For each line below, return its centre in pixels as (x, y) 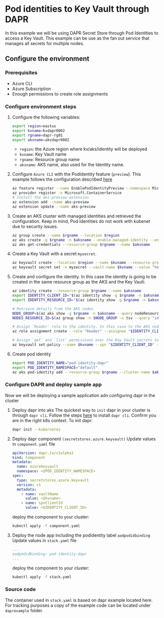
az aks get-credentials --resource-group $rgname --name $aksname (81, 244)
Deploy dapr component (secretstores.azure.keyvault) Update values (84, 439)
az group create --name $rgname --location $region (66, 235)
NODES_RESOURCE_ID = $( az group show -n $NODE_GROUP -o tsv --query (81, 318)
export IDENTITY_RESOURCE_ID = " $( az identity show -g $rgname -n (79, 300)
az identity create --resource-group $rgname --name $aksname (77, 291)
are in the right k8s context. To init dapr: (52, 420)
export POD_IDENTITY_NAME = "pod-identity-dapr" (60, 363)
